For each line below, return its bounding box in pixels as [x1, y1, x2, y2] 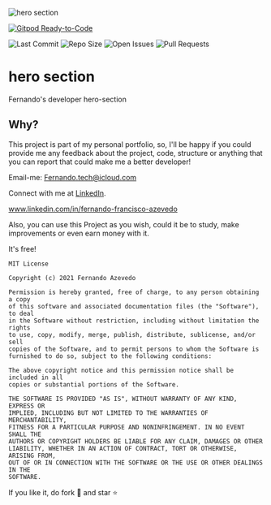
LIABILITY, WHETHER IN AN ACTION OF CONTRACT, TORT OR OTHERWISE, [8, 444, 238, 452]
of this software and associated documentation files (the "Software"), [8, 302, 260, 310]
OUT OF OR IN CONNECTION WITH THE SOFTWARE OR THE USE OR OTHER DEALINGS [8, 459, 264, 467]
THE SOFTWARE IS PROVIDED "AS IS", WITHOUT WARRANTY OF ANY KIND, [8, 395, 238, 403]
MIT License [8, 260, 49, 268]
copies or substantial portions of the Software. [8, 380, 180, 389]
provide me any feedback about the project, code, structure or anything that [8, 148, 263, 158]
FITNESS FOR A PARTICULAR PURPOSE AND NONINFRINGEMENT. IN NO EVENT [8, 423, 245, 431]
